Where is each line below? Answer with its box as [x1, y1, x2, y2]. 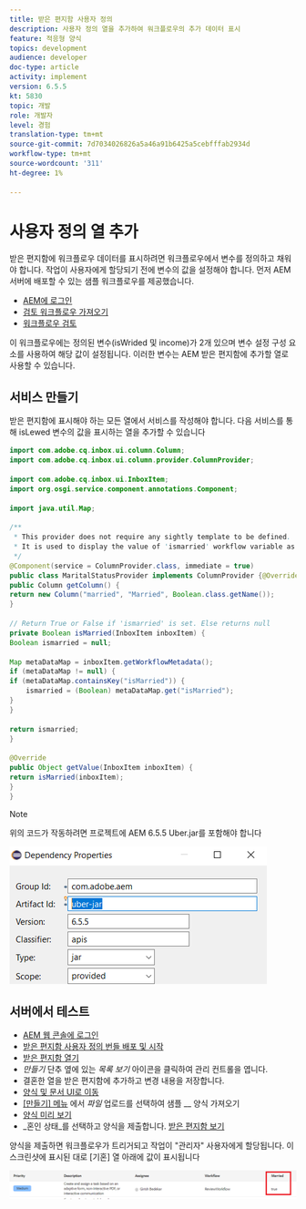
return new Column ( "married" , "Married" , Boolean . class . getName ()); [9, 590, 275, 599]
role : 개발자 [9, 110, 53, 120]
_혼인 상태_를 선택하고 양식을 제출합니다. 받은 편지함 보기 [22, 1121, 225, 1132]
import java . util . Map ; [9, 504, 96, 513]
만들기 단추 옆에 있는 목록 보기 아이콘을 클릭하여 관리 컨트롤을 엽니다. [22, 1064, 269, 1075]
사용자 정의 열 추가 [9, 221, 138, 241]
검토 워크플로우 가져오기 [22, 306, 109, 318]
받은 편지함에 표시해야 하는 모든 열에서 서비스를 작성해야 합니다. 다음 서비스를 [9, 415, 284, 426]
